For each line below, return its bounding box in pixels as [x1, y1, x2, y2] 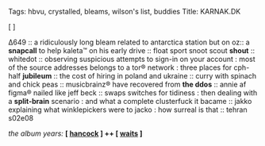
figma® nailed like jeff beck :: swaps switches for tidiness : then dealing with [8, 88, 258, 98]
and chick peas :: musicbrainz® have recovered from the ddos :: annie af [8, 79, 247, 89]
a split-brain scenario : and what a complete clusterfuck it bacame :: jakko [8, 97, 252, 106]
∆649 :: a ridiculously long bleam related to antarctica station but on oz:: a [8, 37, 250, 47]
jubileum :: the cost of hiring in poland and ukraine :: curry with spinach [22, 71, 256, 80]
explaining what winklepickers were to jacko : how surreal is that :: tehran [8, 105, 248, 114]
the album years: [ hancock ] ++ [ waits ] [8, 129, 143, 138]
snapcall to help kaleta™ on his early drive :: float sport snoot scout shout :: [8, 46, 255, 55]
